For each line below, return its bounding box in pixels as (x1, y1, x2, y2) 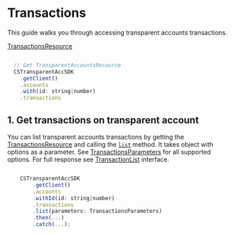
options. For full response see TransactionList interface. (7, 155, 169, 164)
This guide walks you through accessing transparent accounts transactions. (7, 28, 228, 37)
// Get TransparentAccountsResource (13, 61, 121, 68)
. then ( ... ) (32, 214, 65, 221)
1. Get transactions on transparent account (7, 114, 199, 126)
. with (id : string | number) (20, 88, 97, 95)
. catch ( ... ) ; (32, 221, 71, 228)
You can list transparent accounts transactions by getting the (7, 133, 185, 141)
